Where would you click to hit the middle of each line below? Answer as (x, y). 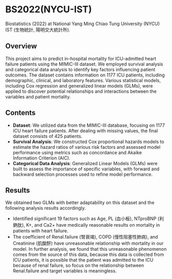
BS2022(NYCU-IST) (49, 9)
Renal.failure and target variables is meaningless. (65, 271)
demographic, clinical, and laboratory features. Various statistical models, (83, 80)
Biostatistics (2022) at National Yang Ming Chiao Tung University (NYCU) (83, 24)
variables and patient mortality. (38, 96)
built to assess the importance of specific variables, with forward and (86, 169)
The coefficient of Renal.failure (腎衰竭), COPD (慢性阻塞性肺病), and (85, 237)
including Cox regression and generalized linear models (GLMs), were (79, 86)
